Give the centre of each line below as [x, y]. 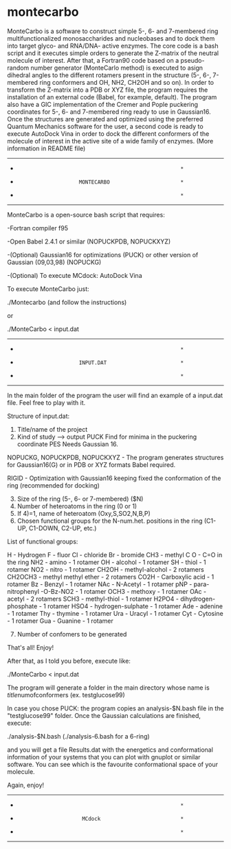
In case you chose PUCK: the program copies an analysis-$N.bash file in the [115, 708]
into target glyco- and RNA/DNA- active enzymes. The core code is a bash [113, 46]
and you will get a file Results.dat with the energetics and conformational [110, 750]
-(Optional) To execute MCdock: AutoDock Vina [75, 275]
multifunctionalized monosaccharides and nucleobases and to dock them [111, 38]
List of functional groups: [43, 541]
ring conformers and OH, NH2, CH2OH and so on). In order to [127, 82]
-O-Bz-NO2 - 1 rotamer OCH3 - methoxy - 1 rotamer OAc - [124, 591]
